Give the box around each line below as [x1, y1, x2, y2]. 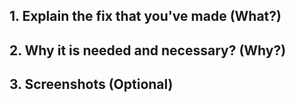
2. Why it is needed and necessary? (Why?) [9, 42, 287, 59]
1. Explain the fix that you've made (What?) [9, 8, 282, 25]
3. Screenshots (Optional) [9, 76, 174, 93]
